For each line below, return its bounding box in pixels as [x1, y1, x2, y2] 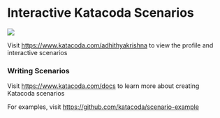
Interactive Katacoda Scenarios [7, 5, 194, 21]
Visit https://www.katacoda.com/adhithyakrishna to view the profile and [7, 40, 214, 50]
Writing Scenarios [7, 66, 70, 75]
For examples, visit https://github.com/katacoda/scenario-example [7, 103, 199, 111]
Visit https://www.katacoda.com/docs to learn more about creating [7, 82, 200, 90]
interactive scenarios [7, 48, 68, 57]
